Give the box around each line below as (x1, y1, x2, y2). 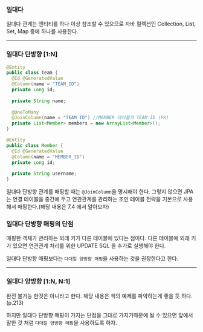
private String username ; (11, 171, 77, 177)
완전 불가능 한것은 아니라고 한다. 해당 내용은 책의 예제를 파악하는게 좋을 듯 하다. (6, 292, 193, 299)
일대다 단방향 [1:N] (6, 50, 58, 59)
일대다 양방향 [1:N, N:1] (6, 277, 71, 285)
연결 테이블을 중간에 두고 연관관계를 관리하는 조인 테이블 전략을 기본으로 (12, 195, 182, 203)
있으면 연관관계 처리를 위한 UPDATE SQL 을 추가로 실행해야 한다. (12, 242, 166, 249)
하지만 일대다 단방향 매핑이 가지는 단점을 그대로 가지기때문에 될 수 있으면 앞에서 (6, 311, 193, 319)
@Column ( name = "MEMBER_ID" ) (11, 154, 85, 160)
